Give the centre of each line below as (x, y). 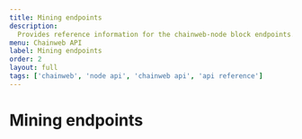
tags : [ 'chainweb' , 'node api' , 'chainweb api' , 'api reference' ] (136, 76)
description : (34, 26)
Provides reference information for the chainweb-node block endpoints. (156, 34)
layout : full (34, 68)
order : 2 (26, 59)
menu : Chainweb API (46, 43)
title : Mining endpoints (56, 17)
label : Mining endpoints (56, 51)
